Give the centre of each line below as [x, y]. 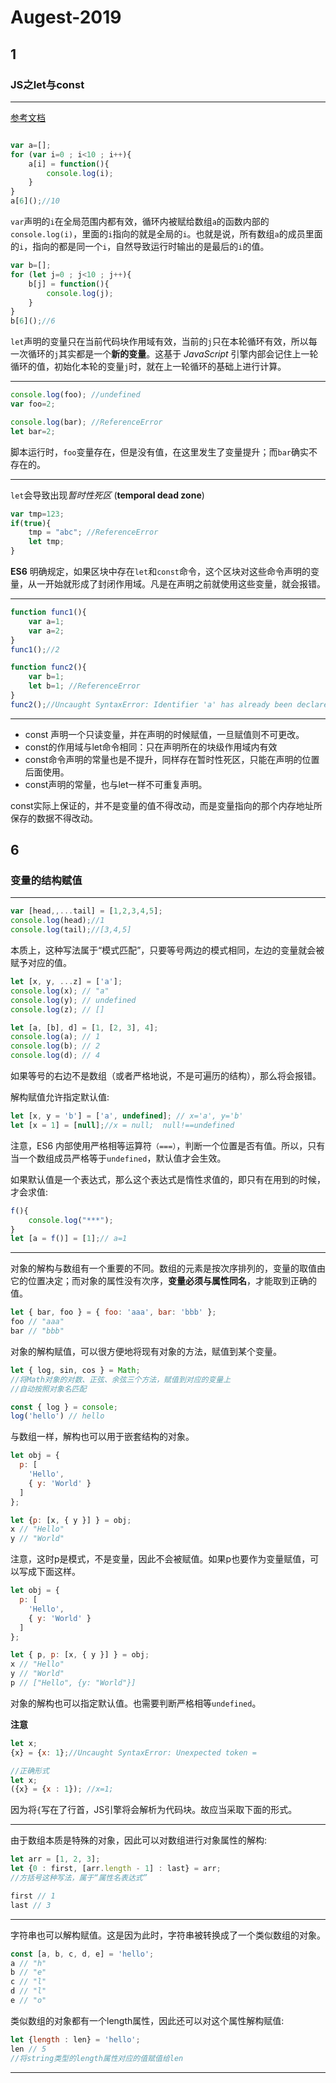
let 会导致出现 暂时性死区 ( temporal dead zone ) [107, 495]
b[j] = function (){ [69, 284]
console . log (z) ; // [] [57, 1009]
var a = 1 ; [46, 621]
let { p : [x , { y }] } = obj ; [71, 1520]
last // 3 [31, 1905]
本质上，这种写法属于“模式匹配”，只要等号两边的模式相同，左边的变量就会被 [167, 950]
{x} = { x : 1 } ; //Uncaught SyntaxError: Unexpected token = [133, 1752]
